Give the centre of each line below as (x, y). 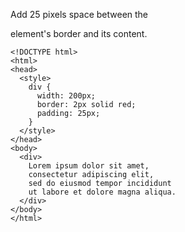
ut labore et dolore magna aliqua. (102, 192)
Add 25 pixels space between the (79, 14)
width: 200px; (66, 96)
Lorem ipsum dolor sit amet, (89, 166)
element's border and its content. (79, 33)
